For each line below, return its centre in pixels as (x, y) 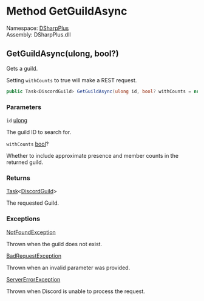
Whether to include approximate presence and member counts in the (93, 155)
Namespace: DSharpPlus (38, 28)
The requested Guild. (33, 203)
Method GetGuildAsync (67, 11)
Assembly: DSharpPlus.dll (39, 34)
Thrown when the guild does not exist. (54, 244)
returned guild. (25, 162)
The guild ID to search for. (39, 132)
